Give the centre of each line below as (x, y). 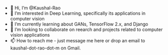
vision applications (30, 35)
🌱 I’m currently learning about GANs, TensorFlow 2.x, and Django (79, 24)
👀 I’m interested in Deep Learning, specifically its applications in (78, 13)
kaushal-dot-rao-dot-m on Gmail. (45, 48)
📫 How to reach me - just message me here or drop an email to (78, 40)
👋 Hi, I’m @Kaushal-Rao (35, 8)
